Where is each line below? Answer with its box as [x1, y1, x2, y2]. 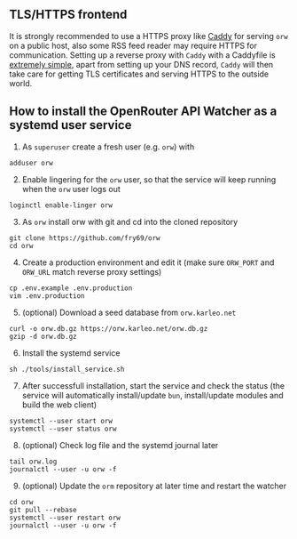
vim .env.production [9, 291, 86, 301]
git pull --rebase [9, 505, 77, 514]
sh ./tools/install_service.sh [9, 365, 125, 374]
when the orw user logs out [21, 183, 121, 194]
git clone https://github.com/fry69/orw [9, 233, 161, 243]
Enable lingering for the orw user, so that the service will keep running [21, 173, 277, 185]
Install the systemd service [21, 347, 121, 358]
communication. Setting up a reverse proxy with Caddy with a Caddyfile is [9, 49, 277, 60]
